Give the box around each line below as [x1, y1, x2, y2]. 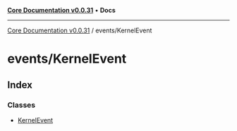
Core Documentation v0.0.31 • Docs [7, 6, 116, 14]
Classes [7, 100, 36, 110]
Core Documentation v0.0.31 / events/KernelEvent [7, 26, 152, 35]
